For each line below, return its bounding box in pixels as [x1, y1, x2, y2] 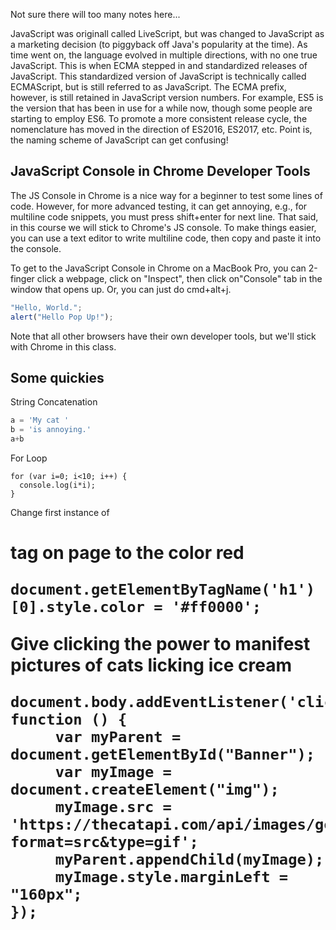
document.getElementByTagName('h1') [10, 580, 316, 599]
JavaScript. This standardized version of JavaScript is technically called [10, 70, 307, 82]
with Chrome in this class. [10, 340, 117, 353]
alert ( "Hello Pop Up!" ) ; [10, 312, 114, 322]
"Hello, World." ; [10, 302, 83, 313]
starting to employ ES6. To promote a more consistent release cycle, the [10, 113, 308, 124]
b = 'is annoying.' [10, 425, 92, 435]
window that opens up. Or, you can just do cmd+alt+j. [10, 283, 232, 295]
